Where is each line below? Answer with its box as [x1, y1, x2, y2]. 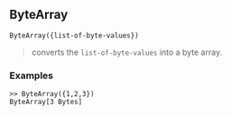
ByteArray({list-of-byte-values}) [9, 31, 140, 40]
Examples [9, 69, 54, 82]
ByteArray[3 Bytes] [9, 98, 83, 107]
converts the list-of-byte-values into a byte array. [31, 47, 223, 57]
